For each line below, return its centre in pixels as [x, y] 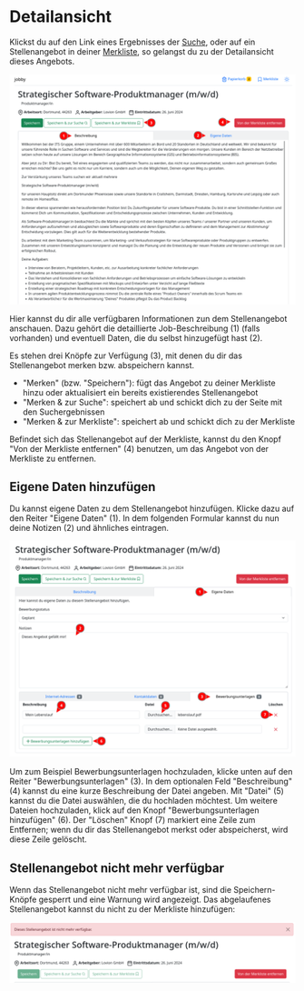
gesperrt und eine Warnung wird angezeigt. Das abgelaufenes [155, 900]
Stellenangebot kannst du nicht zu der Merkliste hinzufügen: [123, 909]
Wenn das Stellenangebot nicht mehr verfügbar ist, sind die [121, 890]
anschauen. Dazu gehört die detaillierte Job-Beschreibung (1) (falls [135, 328]
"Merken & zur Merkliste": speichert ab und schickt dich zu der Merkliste [159, 421]
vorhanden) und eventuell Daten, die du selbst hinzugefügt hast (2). [136, 337]
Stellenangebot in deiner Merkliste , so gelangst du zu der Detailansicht [142, 51]
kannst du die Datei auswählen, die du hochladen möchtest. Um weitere [144, 801]
